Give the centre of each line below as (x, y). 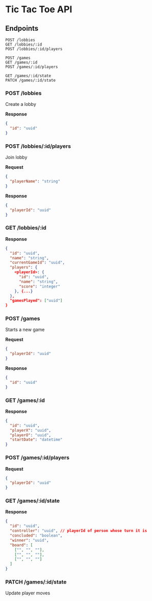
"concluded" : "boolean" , (36, 536)
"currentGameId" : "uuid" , (37, 263)
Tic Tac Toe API (39, 9)
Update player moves (28, 593)
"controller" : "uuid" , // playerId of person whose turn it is (79, 531)
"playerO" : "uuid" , (31, 435)
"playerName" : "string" (35, 182)
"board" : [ (21, 545)
